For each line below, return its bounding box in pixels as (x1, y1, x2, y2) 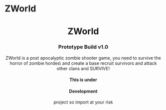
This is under (69, 77, 98, 83)
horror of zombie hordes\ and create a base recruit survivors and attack (9, 60, 157, 66)
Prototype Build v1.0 (58, 43, 108, 50)
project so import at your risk (53, 99, 113, 105)
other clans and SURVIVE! (56, 65, 110, 71)
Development (69, 88, 98, 94)
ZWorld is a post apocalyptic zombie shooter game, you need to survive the (5, 55, 162, 61)
